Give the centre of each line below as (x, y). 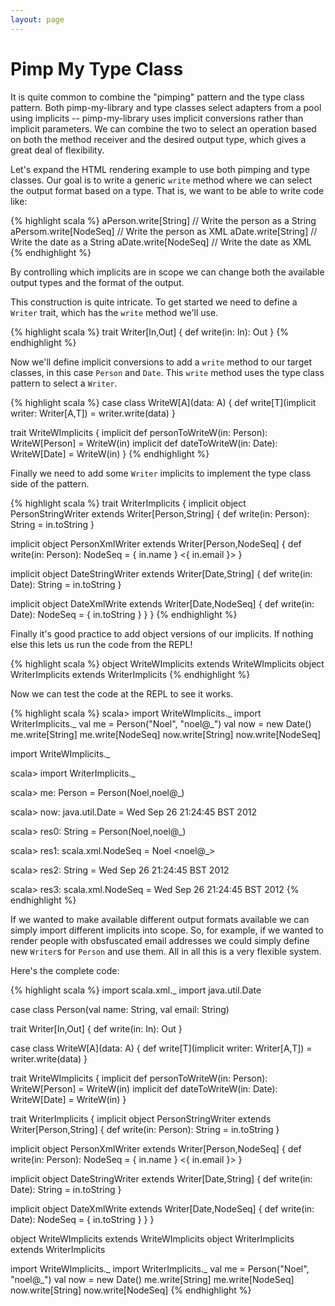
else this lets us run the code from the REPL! (101, 644)
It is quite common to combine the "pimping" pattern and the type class (157, 97)
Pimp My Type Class (97, 68)
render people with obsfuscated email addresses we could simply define (160, 940)
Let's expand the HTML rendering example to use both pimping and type (160, 169)
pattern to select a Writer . (64, 383)
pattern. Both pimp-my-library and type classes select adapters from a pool (166, 107)
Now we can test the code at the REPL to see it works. (122, 693)
